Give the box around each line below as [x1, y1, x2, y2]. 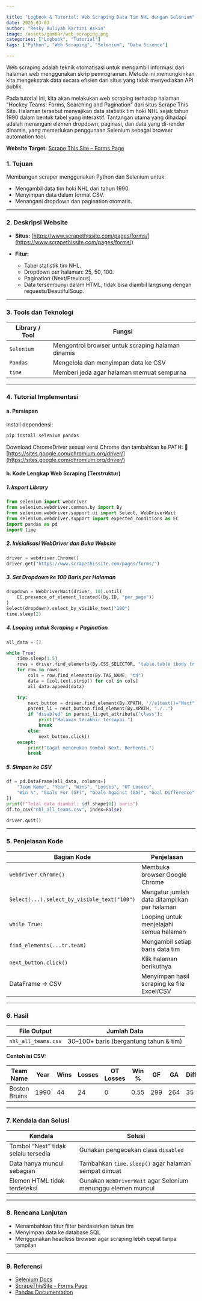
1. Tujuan [6, 159, 33, 168]
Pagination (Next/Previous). [23, 274, 93, 281]
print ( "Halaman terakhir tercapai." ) [38, 717, 133, 723]
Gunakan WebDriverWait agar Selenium [79, 1176, 188, 1185]
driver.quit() [6, 817, 42, 823]
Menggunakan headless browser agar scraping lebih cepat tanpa [14, 1235, 177, 1242]
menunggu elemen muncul [79, 1184, 155, 1193]
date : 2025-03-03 [6, 19, 50, 26]
